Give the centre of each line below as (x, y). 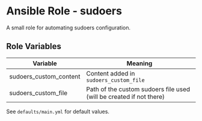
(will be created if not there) (126, 96)
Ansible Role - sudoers (64, 11)
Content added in (111, 73)
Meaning (139, 63)
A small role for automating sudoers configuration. (69, 28)
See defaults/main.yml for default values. (58, 111)
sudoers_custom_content (45, 76)
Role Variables (34, 46)
